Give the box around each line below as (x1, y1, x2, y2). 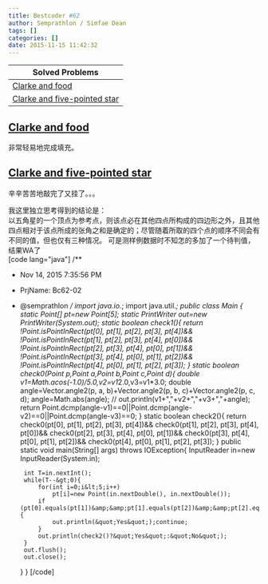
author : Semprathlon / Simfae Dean (8, 19, 127, 27)
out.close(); (23, 553, 67, 561)
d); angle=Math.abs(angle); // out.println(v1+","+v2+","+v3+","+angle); (19, 394, 251, 403)
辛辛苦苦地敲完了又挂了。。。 (8, 189, 100, 198)
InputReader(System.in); (19, 453, 100, 463)
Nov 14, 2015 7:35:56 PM (19, 269, 102, 280)
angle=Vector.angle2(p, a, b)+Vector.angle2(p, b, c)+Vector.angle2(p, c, (19, 385, 255, 395)
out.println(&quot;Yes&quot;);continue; (52, 518, 189, 526)
